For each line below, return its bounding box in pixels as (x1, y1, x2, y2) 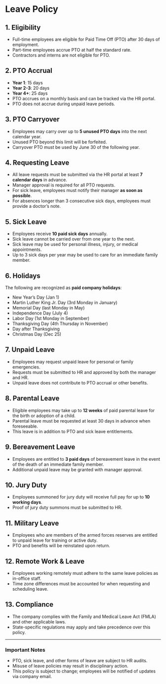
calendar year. (12, 133, 42, 139)
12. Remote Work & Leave (5, 557, 85, 565)
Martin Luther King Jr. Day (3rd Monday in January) (12, 300, 118, 306)
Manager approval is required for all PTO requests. (12, 182, 116, 188)
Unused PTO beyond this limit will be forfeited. (12, 139, 107, 145)
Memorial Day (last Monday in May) (12, 305, 85, 311)
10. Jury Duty (5, 481, 47, 489)
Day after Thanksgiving (12, 326, 60, 332)
